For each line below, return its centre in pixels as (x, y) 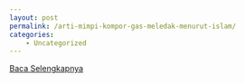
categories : (32, 34)
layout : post (34, 18)
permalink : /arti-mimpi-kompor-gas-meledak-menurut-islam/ (123, 26)
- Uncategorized (57, 43)
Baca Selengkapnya (47, 69)
